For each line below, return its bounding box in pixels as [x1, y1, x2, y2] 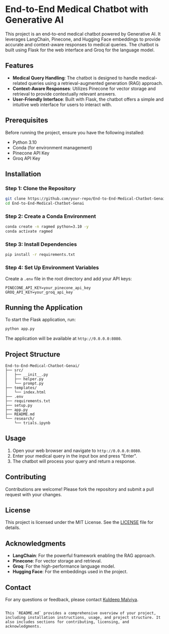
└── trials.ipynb [14, 421, 51, 426]
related [12, 80, 28, 86]
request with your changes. [5, 491, 62, 497]
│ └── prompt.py [5, 381, 44, 386]
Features [5, 61, 34, 70]
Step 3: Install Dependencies [5, 240, 77, 247]
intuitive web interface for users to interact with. [12, 102, 112, 108]
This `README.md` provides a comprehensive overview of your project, [5, 611, 156, 616]
